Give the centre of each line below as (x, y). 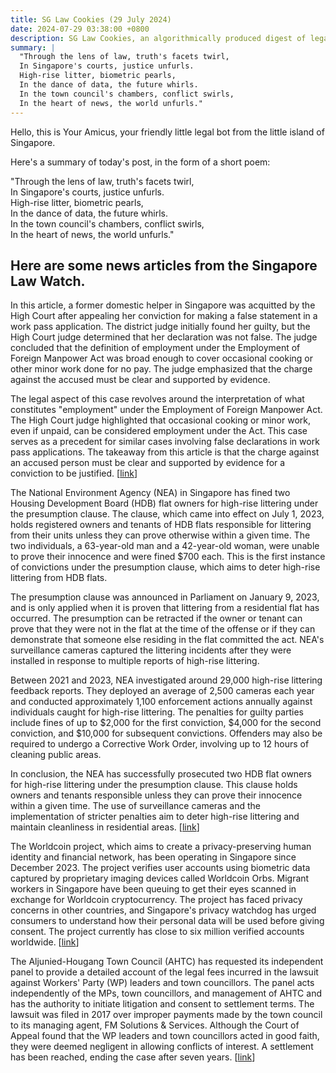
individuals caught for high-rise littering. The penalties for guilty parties (157, 712)
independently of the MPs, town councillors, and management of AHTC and (166, 993)
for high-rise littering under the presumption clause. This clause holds (154, 785)
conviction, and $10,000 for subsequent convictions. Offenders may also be (166, 733)
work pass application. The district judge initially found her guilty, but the (160, 327)
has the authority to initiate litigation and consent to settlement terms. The (162, 1004)
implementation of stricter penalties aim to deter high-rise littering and (155, 817)
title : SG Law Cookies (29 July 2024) (91, 19)
